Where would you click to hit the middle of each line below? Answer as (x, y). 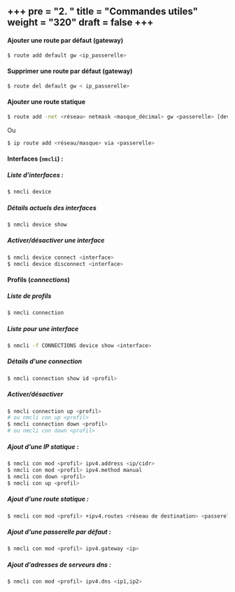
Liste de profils (29, 296)
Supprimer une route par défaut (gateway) (70, 71)
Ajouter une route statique (47, 102)
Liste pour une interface (43, 328)
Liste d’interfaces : (36, 175)
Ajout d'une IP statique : (43, 446)
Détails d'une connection (45, 361)
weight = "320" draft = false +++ (80, 23)
